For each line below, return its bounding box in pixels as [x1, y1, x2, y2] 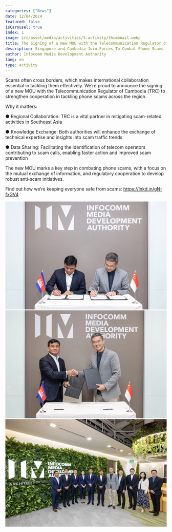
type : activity [5, 62, 38, 68]
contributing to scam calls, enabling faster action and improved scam [5, 149, 152, 156]
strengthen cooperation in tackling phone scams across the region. [5, 93, 147, 100]
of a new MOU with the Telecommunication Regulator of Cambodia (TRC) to [5, 88, 165, 94]
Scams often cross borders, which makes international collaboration [5, 77, 149, 83]
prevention [5, 155, 28, 161]
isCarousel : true [5, 25, 42, 30]
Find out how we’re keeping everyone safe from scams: [5, 186, 122, 192]
